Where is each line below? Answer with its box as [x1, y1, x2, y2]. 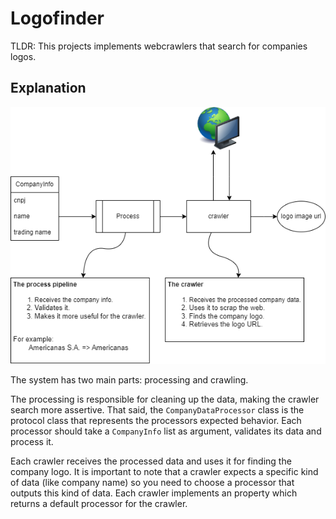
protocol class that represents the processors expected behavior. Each [10, 414, 302, 426]
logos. [10, 50, 37, 62]
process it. [10, 435, 54, 447]
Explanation [10, 80, 87, 97]
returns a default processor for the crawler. [10, 497, 188, 509]
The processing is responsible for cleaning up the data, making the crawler [10, 393, 320, 405]
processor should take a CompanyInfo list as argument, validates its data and [10, 425, 322, 437]
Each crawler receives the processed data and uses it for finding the [10, 455, 292, 467]
